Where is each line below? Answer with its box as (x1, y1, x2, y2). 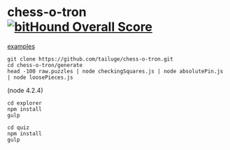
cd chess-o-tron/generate (7, 61, 82, 68)
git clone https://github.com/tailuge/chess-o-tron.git (7, 55, 173, 63)
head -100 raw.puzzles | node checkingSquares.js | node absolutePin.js (7, 68, 224, 75)
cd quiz (7, 123, 30, 131)
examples (7, 42, 36, 50)
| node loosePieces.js (7, 74, 73, 81)
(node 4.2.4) (7, 86, 43, 94)
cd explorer (7, 99, 42, 107)
